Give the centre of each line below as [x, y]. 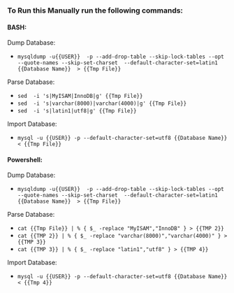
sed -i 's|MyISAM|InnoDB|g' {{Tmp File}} [80, 97]
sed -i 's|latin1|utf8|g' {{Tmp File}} [77, 111]
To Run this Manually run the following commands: [95, 10]
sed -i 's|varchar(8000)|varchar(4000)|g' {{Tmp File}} [102, 103]
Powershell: [25, 159]
